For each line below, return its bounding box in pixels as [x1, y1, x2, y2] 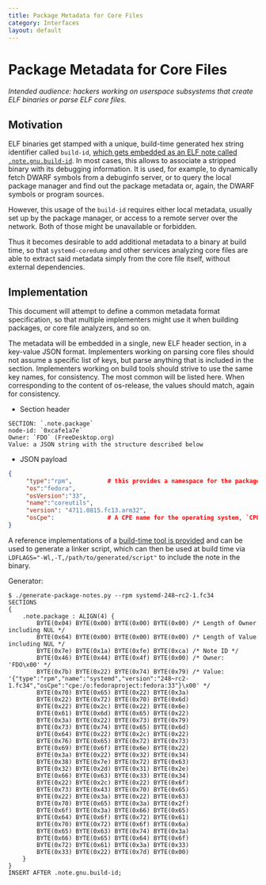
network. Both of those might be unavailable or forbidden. [8, 222, 197, 231]
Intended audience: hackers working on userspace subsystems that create [8, 86, 253, 96]
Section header [19, 404, 70, 414]
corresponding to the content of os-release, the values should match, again [8, 380, 255, 390]
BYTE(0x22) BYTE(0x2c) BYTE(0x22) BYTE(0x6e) [36, 702, 190, 710]
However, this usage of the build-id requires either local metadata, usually [8, 205, 253, 215]
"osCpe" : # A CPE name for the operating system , [25, 514, 243, 522]
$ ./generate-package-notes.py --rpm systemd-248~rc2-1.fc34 [8, 591, 215, 599]
